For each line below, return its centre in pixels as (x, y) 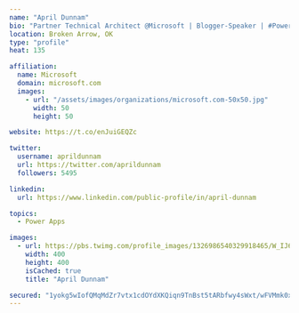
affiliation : (33, 67)
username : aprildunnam (59, 156)
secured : (25, 295)
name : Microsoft (47, 75)
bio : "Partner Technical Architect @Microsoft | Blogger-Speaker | (137, 26)
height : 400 (47, 262)
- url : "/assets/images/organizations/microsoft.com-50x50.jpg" (147, 100)
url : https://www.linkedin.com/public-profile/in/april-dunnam (137, 197)
